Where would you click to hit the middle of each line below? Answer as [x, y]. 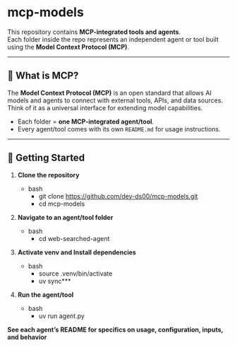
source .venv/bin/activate [75, 274]
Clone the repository [48, 175]
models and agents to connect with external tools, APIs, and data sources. [115, 100]
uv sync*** [55, 281]
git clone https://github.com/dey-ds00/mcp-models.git [118, 196]
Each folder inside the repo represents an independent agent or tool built [113, 39]
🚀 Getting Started [46, 158]
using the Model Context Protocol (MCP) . [68, 47]
